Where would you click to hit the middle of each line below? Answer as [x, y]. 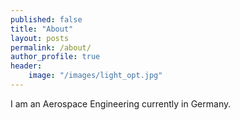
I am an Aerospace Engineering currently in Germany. [121, 103]
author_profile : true [55, 57]
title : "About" [42, 29]
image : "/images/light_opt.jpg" [95, 76]
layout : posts [40, 38]
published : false [46, 19]
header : [26, 66]
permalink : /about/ [51, 47]
